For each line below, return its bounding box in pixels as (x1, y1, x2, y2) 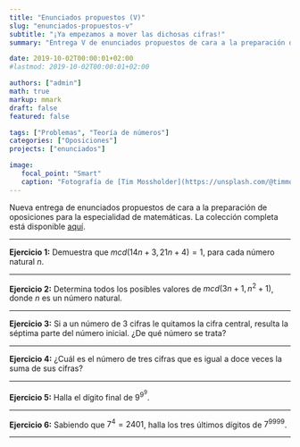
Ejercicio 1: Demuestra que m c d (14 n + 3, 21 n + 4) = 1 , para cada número (9, 247, 275, 257)
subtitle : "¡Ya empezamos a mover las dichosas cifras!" (9, 30, 226, 38)
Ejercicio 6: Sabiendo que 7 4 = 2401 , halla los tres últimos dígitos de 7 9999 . (9, 417, 287, 430)
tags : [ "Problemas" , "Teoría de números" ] (9, 128, 170, 137)
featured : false (9, 112, 70, 121)
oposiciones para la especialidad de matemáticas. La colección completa (9, 211, 279, 222)
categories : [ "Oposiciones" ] (9, 136, 118, 146)
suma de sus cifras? (9, 363, 83, 374)
